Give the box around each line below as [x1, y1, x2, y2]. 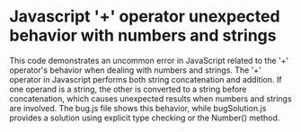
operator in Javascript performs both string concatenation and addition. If [9, 74, 282, 84]
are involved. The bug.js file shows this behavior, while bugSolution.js [9, 102, 267, 113]
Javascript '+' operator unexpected [9, 6, 280, 27]
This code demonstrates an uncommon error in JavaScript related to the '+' [9, 55, 289, 66]
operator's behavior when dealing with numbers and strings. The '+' [9, 65, 262, 75]
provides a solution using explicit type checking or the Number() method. [9, 112, 280, 123]
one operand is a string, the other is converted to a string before [9, 84, 247, 94]
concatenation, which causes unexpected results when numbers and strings [9, 92, 292, 104]
